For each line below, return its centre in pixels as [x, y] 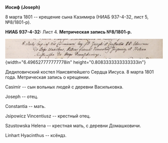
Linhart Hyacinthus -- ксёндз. [36, 135]
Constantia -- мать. [25, 106]
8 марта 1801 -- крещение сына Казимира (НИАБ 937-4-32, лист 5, [77, 17]
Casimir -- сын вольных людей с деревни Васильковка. [64, 86]
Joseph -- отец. [22, 96]
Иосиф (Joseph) [23, 7]
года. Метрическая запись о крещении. [47, 77]
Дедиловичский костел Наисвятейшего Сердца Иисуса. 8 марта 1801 [79, 71]
